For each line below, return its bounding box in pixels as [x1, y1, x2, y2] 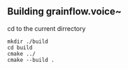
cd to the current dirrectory [7, 24, 86, 32]
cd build [7, 44, 33, 51]
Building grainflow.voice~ [7, 6, 122, 18]
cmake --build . [7, 56, 55, 63]
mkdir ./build [7, 38, 49, 45]
